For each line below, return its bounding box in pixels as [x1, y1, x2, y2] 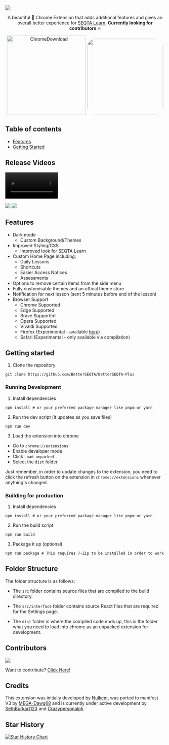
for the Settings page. [12, 608, 58, 615]
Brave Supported [20, 312, 56, 319]
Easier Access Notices [20, 269, 67, 276]
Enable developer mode [12, 448, 62, 454]
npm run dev [5, 424, 30, 429]
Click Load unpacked [12, 453, 54, 459]
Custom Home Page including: [12, 253, 76, 259]
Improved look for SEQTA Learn [20, 248, 86, 254]
